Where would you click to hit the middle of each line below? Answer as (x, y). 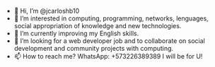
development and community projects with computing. (94, 48)
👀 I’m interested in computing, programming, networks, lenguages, (111, 18)
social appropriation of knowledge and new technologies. (98, 26)
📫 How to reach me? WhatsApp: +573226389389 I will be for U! (108, 56)
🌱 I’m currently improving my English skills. (76, 33)
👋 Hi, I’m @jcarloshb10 (47, 11)
